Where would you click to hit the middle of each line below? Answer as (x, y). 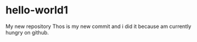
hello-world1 (37, 10)
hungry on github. (27, 32)
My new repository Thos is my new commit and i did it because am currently (98, 26)
